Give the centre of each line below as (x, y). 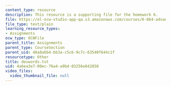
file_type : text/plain (29, 24)
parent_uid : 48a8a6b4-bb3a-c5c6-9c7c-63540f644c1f (60, 52)
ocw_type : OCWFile (25, 38)
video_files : (19, 71)
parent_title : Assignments (34, 43)
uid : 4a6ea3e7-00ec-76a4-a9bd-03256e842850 (52, 66)
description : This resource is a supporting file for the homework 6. (82, 15)
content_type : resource (31, 10)
